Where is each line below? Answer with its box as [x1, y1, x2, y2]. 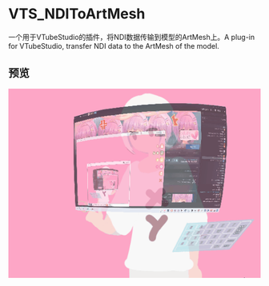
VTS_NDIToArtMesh [8, 5, 146, 23]
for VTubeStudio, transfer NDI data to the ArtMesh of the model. [8, 41, 220, 50]
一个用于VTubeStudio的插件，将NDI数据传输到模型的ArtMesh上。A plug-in [8, 32, 255, 42]
